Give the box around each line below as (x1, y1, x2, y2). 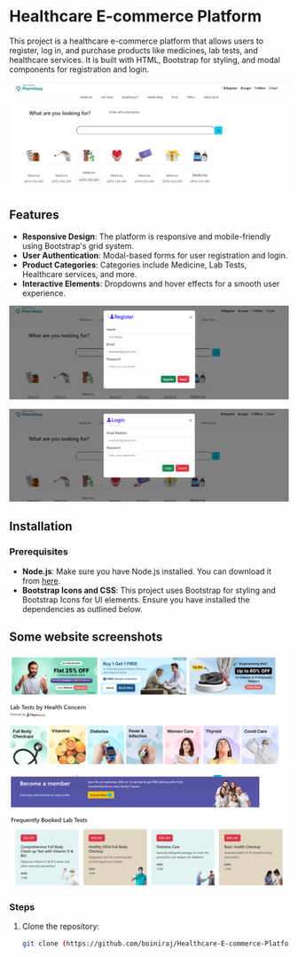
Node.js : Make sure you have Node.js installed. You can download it (21, 566, 272, 577)
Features (9, 207, 59, 223)
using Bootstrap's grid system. (21, 240, 135, 251)
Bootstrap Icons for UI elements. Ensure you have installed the (21, 594, 250, 605)
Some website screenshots (9, 629, 163, 644)
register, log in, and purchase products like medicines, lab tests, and (9, 44, 259, 55)
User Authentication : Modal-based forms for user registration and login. (21, 250, 288, 260)
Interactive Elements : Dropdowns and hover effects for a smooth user (21, 278, 280, 289)
